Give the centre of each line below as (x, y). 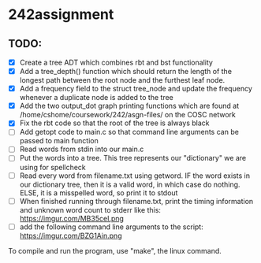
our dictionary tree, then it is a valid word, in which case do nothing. (130, 184)
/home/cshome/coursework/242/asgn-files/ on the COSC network (128, 115)
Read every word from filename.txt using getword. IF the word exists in (135, 176)
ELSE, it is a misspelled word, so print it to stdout (99, 193)
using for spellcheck (53, 167)
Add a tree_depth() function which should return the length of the (126, 72)
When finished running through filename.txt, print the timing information (136, 201)
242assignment (61, 15)
